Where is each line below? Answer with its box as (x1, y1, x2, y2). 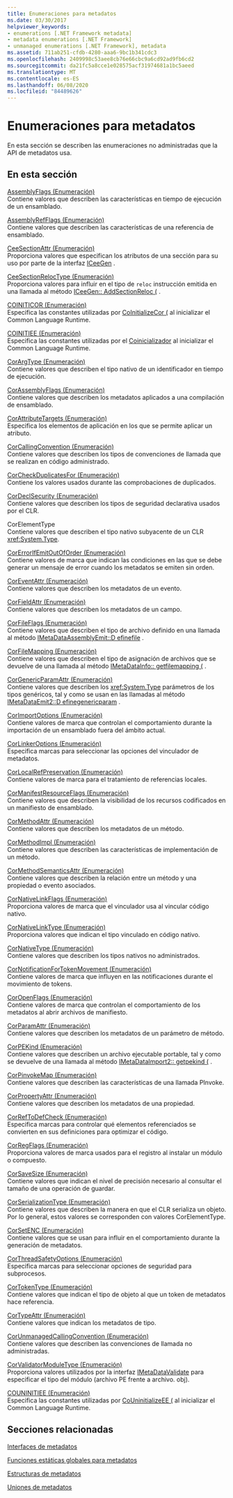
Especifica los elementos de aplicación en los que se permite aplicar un (7, 421, 213, 430)
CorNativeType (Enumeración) (7, 943, 94, 952)
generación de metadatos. (7, 1241, 83, 1249)
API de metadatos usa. (7, 149, 72, 157)
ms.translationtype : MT (7, 68, 77, 75)
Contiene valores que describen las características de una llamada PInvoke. (7, 1078, 225, 1086)
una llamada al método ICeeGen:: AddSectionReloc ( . (7, 287, 161, 295)
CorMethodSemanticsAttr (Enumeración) (7, 866, 124, 874)
